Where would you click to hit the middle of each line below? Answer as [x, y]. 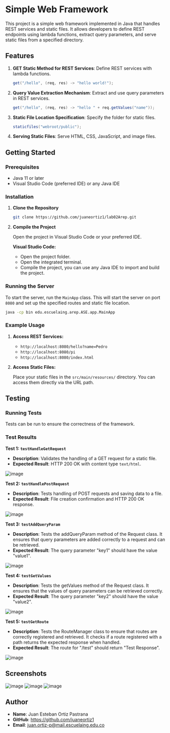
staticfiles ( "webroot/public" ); [47, 127]
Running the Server [30, 286]
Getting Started [30, 152]
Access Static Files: [34, 367]
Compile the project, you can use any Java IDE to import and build [90, 268]
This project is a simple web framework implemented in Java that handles [83, 23]
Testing [18, 399]
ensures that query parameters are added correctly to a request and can [89, 539]
